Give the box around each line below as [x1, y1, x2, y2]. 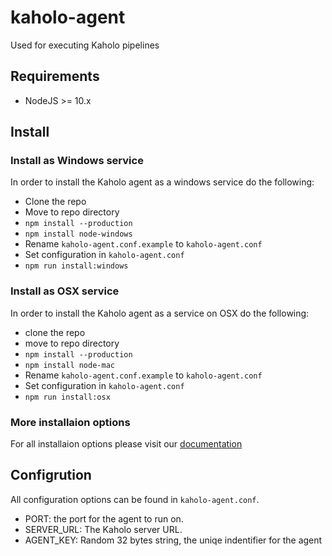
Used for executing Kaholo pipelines [10, 39, 160, 51]
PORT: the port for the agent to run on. [24, 512, 184, 525]
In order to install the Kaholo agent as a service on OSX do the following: [10, 307, 310, 319]
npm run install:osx [24, 392, 111, 402]
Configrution [10, 467, 92, 484]
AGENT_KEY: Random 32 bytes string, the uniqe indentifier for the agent [24, 534, 323, 546]
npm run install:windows [24, 261, 129, 271]
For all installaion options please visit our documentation [10, 438, 243, 450]
